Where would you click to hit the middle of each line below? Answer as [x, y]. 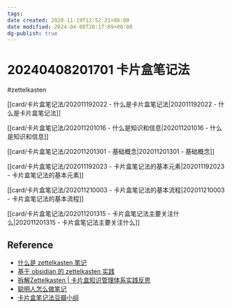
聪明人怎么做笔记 [42, 289]
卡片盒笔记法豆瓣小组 [48, 297]
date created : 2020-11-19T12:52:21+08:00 [68, 20]
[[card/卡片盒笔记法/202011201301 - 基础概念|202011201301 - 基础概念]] [111, 152]
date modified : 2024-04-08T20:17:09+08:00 [70, 27]
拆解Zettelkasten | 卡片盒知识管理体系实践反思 [84, 280]
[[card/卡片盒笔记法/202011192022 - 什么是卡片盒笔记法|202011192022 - [112, 104]
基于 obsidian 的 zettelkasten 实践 [66, 271]
